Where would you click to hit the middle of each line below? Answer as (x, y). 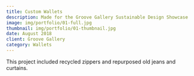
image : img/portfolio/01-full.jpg (49, 23)
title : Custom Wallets (34, 12)
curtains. (17, 68)
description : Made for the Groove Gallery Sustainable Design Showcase (97, 17)
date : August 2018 (29, 34)
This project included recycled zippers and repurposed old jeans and (91, 61)
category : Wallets (29, 45)
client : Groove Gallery (36, 39)
